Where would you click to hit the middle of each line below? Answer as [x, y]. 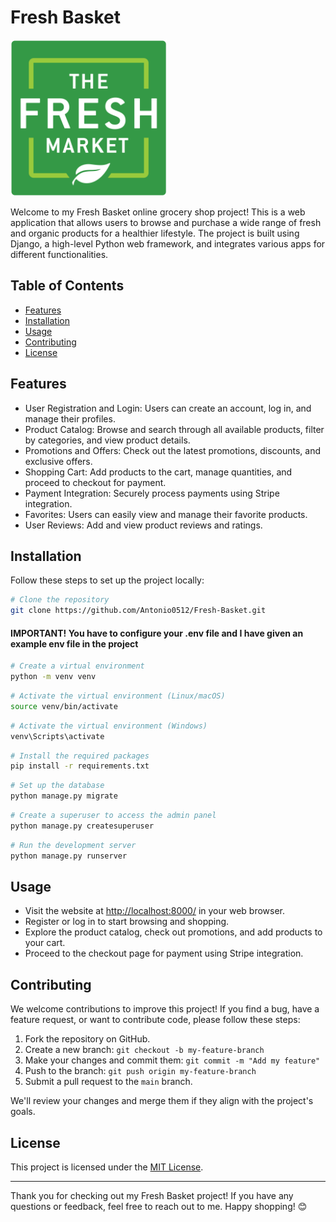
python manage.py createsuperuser [82, 826]
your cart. [45, 943]
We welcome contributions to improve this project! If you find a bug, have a [165, 1009]
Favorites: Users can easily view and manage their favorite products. [166, 514]
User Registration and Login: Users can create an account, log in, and [168, 408]
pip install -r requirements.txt [80, 766]
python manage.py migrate [64, 796]
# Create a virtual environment [77, 666]
